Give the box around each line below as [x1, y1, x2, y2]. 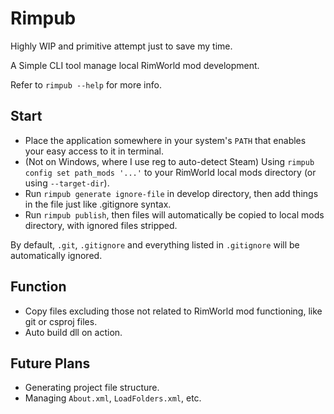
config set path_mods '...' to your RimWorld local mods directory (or [24, 166, 317, 178]
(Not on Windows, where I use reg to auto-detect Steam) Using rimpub [24, 155, 315, 167]
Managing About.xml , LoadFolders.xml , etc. [24, 392, 202, 404]
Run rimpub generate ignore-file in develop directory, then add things [24, 187, 319, 199]
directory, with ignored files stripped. [24, 219, 178, 231]
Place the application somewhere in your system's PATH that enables [24, 134, 307, 146]
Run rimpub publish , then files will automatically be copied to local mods [24, 208, 325, 221]
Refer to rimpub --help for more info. [10, 78, 162, 91]
